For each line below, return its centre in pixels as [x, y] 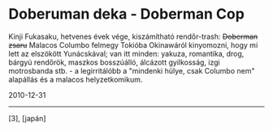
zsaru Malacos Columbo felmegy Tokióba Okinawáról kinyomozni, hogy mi [133, 44]
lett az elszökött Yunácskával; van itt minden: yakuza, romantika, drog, [126, 53]
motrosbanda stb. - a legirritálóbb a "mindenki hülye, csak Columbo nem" [132, 70]
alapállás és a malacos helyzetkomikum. [76, 79]
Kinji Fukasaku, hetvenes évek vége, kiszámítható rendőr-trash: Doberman [133, 36]
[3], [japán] [27, 118]
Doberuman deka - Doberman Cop [127, 14]
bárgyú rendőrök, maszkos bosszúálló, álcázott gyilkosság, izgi [115, 62]
